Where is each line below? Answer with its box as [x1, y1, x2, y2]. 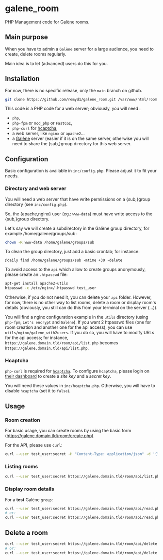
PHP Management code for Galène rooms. [5, 19, 90, 25]
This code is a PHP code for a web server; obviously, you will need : [5, 105, 141, 112]
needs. [5, 173, 19, 179]
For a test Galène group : [5, 496, 53, 503]
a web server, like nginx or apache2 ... [12, 131, 85, 136]
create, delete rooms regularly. [5, 51, 66, 57]
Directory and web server [5, 185, 66, 192]
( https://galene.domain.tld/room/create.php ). [5, 433, 95, 439]
